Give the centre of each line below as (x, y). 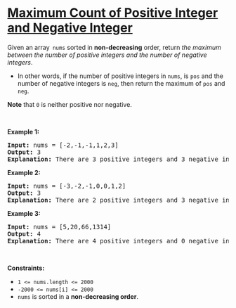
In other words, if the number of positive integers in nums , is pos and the (120, 76)
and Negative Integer (70, 28)
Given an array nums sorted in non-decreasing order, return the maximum (114, 47)
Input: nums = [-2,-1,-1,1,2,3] (63, 145)
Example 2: (24, 172)
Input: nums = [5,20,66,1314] (59, 227)
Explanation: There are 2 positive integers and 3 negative (113, 200)
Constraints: (26, 268)
